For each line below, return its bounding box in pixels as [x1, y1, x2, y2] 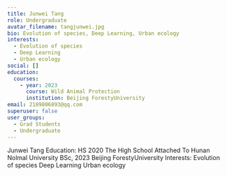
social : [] [7, 62, 39, 69]
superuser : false [7, 108, 58, 115]
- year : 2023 [20, 82, 58, 89]
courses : [13, 75, 39, 82]
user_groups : [7, 114, 45, 121]
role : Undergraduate [7, 17, 68, 24]
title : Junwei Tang [7, 10, 64, 17]
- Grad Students [13, 120, 61, 128]
